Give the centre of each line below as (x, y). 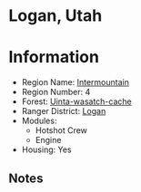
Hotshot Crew (61, 130)
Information (54, 58)
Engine (48, 140)
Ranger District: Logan (64, 111)
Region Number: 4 (56, 92)
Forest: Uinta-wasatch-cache (77, 101)
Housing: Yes (46, 149)
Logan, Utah (55, 16)
